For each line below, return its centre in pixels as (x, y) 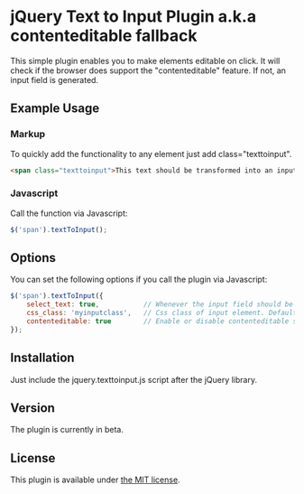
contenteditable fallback (104, 36)
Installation (42, 358)
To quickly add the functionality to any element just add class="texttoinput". (151, 154)
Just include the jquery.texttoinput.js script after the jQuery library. (134, 379)
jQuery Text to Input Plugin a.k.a (133, 17)
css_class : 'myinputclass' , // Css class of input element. (146, 313)
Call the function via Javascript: (69, 213)
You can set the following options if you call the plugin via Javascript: (139, 280)
